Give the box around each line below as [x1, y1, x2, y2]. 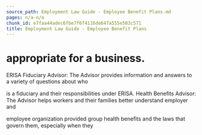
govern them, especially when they [6, 122, 93, 130]
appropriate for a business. [6, 52, 145, 65]
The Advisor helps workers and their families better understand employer [6, 97, 188, 104]
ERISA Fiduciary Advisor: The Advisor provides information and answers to [6, 72, 192, 79]
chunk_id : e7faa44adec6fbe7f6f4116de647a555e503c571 [6, 20, 142, 26]
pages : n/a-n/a [6, 14, 45, 20]
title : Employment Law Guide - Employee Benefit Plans [6, 25, 147, 32]
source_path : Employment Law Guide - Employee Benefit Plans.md [6, 8, 171, 15]
